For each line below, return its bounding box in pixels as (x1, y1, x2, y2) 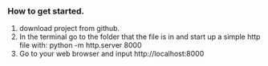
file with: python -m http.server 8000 (18, 41, 142, 50)
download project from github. (18, 24, 120, 33)
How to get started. (7, 6, 85, 17)
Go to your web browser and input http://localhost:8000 (18, 49, 205, 59)
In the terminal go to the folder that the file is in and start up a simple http (18, 32, 261, 41)
